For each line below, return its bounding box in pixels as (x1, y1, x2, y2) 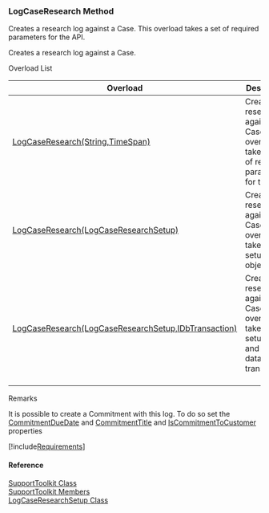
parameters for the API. (8, 32, 86, 42)
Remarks (8, 393, 38, 403)
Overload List (8, 63, 53, 73)
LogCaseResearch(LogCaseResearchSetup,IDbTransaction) (12, 323, 238, 334)
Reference (8, 460, 44, 470)
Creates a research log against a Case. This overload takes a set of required (8, 24, 259, 34)
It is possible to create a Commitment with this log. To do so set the (8, 409, 231, 419)
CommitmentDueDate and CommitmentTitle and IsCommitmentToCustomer (8, 417, 257, 427)
